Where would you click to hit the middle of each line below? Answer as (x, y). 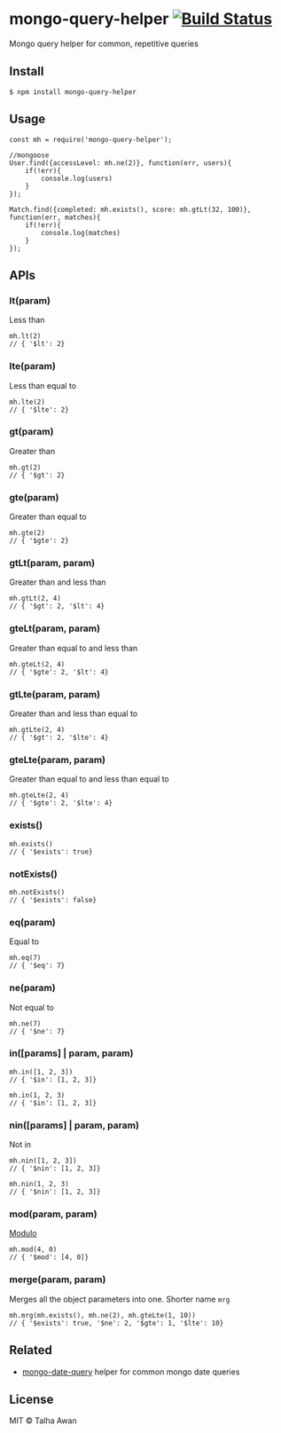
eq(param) (32, 922)
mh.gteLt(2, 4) (37, 664)
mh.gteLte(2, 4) (39, 795)
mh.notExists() (37, 892)
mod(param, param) (53, 1214)
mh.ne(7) (25, 1024)
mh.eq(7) (25, 958)
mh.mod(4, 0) (33, 1250)
